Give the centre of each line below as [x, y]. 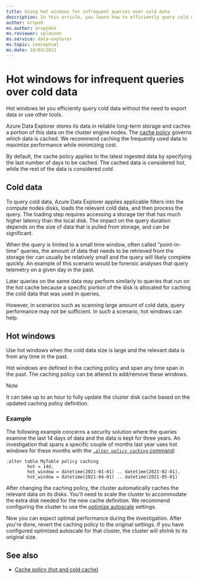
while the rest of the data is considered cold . [60, 168]
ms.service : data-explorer [39, 39]
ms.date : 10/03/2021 [32, 50]
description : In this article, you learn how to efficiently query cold [97, 17]
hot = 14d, [41, 466]
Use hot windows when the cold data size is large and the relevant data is [95, 350]
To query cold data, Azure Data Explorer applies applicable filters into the [95, 201]
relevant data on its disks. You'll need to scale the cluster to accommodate [96, 494]
